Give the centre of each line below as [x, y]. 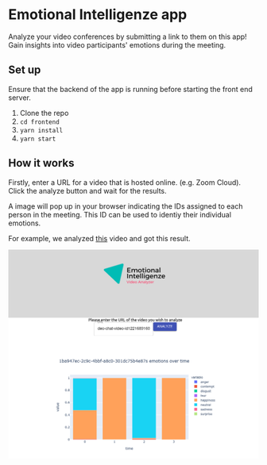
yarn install [41, 130]
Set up [25, 70]
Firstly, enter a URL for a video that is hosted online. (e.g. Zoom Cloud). [124, 182]
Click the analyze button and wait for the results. [87, 190]
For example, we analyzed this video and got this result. [99, 238]
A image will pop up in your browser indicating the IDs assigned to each [126, 206]
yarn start [38, 139]
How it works [41, 163]
